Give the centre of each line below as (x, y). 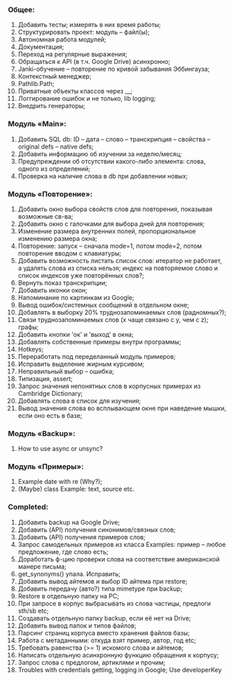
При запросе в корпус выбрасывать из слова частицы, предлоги (114, 603)
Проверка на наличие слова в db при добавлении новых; (103, 176)
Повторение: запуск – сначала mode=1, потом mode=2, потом (110, 246)
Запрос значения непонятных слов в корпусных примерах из (109, 386)
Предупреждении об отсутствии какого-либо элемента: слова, (112, 161)
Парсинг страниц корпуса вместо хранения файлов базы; (104, 632)
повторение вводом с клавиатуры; (70, 253)
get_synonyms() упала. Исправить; (69, 573)
